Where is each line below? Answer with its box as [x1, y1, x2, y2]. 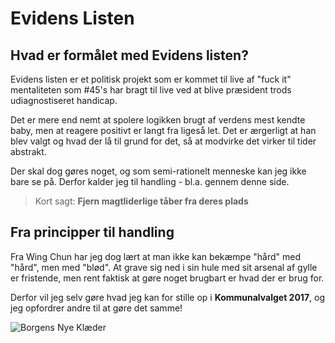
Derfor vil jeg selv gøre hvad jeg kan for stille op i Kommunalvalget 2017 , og [10, 291, 326, 303]
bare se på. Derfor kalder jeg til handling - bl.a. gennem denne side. [10, 176, 290, 187]
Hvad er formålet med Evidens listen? [10, 47, 249, 64]
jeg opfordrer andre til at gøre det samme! [10, 302, 183, 314]
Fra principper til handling [10, 224, 175, 241]
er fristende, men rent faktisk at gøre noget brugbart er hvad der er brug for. [10, 272, 325, 284]
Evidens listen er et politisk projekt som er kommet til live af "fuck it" [10, 73, 292, 85]
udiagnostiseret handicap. [10, 95, 118, 106]
